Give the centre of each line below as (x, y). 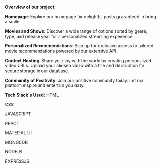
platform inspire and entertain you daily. (45, 85)
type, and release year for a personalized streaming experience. (70, 36)
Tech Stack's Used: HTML (32, 95)
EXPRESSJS (17, 161)
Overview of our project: (30, 7)
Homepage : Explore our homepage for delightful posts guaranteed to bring (80, 16)
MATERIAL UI (19, 133)
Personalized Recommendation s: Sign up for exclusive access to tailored (79, 46)
